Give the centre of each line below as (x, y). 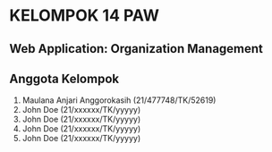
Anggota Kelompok (64, 78)
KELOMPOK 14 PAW (84, 16)
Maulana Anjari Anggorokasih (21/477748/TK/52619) (119, 100)
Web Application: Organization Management (136, 49)
